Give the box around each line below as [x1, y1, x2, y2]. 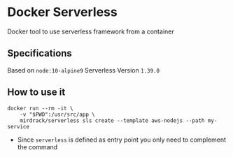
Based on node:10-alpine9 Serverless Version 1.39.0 [7, 66, 160, 74]
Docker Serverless [7, 4, 118, 20]
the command [17, 142, 58, 151]
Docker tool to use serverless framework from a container [7, 27, 174, 36]
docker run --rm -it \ [7, 105, 73, 112]
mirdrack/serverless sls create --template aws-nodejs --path [20, 117, 205, 124]
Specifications [7, 47, 72, 59]
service [7, 123, 30, 130]
